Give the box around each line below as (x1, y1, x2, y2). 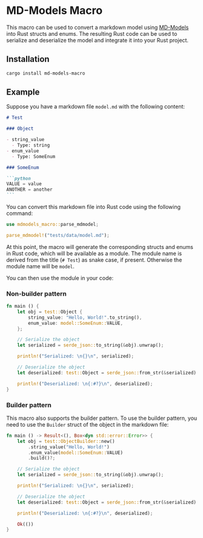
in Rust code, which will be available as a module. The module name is (6, 250, 182, 257)
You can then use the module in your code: (6, 274, 114, 282)
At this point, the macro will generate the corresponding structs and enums (6, 243, 194, 250)
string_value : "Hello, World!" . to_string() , (28, 314, 142, 320)
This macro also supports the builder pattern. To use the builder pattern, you (6, 414, 198, 422)
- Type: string (12, 142, 50, 148)
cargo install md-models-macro (6, 70, 85, 76)
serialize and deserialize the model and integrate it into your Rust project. (6, 36, 189, 44)
